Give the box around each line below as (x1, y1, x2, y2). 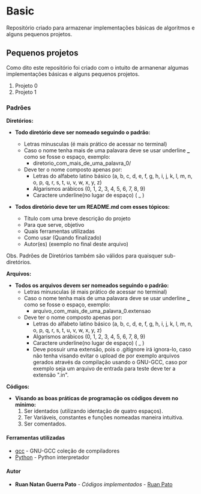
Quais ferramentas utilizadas (23, 227, 95, 235)
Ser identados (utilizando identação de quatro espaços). (23, 407, 163, 415)
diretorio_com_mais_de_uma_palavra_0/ (32, 159, 131, 167)
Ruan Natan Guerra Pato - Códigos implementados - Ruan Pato (14, 481, 173, 488)
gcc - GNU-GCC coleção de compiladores (14, 447, 120, 455)
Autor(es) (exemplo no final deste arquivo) (23, 241, 129, 248)
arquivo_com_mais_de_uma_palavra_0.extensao (32, 307, 151, 315)
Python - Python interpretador (14, 454, 90, 461)
